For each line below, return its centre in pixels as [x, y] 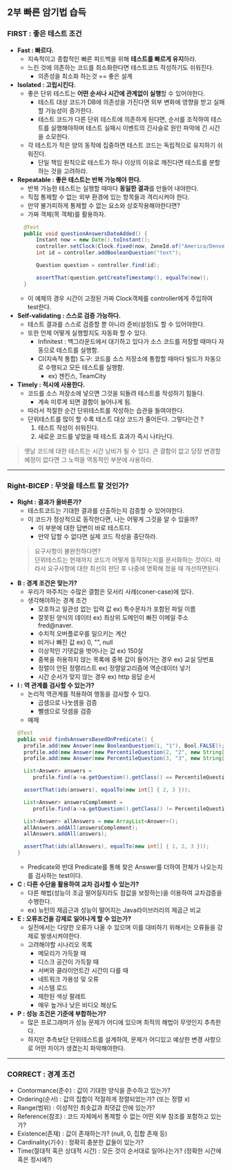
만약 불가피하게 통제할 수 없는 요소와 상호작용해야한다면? [104, 205]
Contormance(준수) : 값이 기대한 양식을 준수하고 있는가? [94, 1091]
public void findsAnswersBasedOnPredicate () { [85, 739]
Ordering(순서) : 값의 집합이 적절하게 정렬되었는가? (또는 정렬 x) [104, 1099]
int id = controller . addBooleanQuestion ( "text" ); [108, 253]
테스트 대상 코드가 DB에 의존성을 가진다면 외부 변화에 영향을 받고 [125, 101]
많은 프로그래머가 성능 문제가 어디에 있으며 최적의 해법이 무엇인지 [115, 1022]
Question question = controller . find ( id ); [98, 265]
